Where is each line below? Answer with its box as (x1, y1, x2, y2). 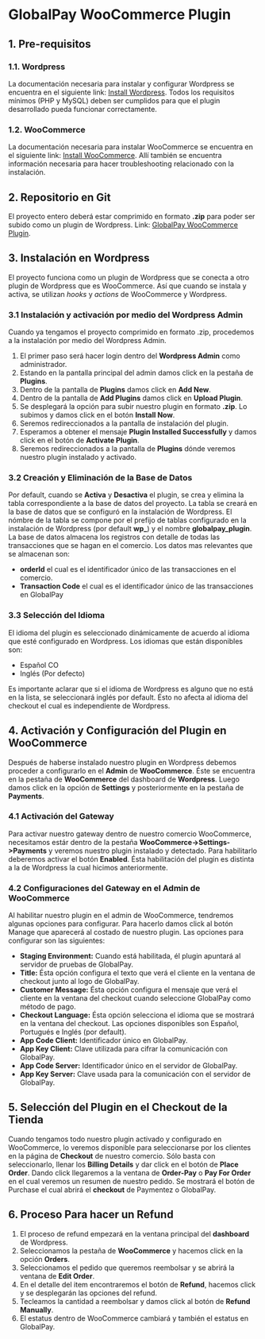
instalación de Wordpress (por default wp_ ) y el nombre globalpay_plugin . (8, 524, 252, 534)
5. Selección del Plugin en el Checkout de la (8, 1101, 228, 1114)
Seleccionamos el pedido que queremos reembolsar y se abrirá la (19, 1263, 235, 1272)
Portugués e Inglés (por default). (19, 1027, 127, 1037)
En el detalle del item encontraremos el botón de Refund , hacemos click (19, 1279, 256, 1289)
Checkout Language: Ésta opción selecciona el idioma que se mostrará (19, 1010, 255, 1020)
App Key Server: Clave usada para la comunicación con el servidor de (19, 1070, 252, 1079)
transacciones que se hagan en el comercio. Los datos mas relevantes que (8, 541, 253, 550)
